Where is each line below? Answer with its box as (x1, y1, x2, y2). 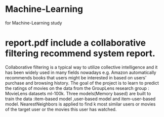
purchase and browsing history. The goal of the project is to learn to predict (5, 80, 159, 86)
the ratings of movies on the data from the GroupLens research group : (5, 85, 150, 91)
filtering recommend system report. (5, 48, 156, 59)
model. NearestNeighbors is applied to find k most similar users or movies (5, 101, 156, 107)
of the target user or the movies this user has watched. (5, 106, 117, 112)
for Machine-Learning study (5, 20, 63, 26)
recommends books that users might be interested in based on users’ (5, 74, 147, 80)
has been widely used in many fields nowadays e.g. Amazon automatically (5, 69, 157, 75)
